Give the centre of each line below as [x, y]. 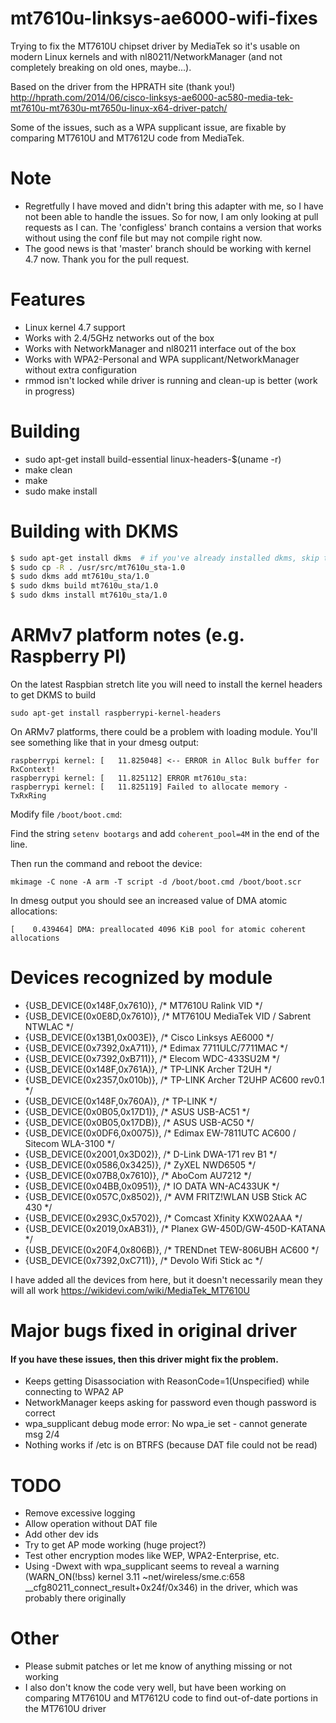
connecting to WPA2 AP [74, 1392]
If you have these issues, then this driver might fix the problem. [144, 1359]
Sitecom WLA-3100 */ [69, 1143]
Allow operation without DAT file [91, 1524]
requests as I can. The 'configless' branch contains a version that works [173, 227]
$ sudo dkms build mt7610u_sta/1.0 [84, 586]
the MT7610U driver [65, 1709]
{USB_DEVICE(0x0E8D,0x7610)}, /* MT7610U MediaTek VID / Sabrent [167, 1016]
